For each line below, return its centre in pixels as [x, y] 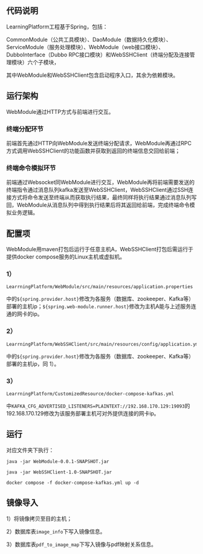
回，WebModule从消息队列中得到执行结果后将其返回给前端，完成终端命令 [98, 205]
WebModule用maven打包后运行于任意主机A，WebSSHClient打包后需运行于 [100, 249]
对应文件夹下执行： [30, 450]
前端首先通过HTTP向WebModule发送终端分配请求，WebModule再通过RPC [99, 143]
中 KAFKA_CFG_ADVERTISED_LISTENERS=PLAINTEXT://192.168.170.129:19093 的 [98, 406]
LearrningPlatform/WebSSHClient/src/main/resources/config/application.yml [104, 344]
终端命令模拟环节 [31, 168]
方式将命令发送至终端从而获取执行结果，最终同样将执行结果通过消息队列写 [104, 197]
